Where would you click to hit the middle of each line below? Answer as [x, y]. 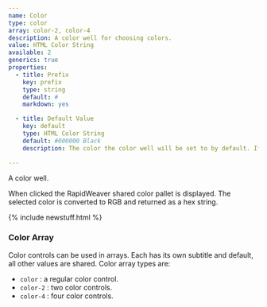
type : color [28, 23]
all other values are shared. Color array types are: [89, 263]
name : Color [28, 16]
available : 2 [30, 52]
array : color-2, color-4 [49, 30]
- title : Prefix [42, 75]
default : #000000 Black [62, 141]
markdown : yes [46, 104]
